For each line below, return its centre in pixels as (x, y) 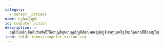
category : (15, 10)
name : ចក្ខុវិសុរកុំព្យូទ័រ (21, 19)
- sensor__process (28, 14)
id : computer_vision (26, 23)
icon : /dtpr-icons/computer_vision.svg (46, 37)
